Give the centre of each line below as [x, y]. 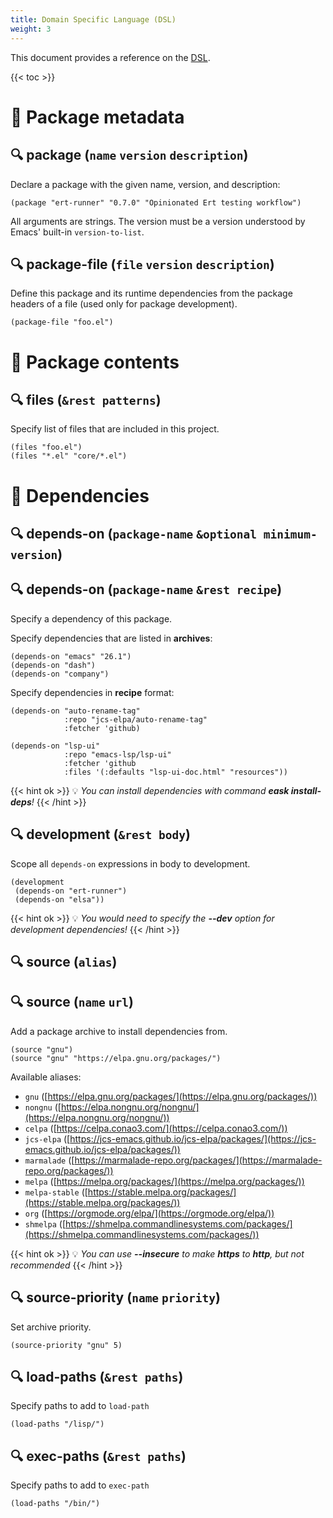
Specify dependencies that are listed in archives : [111, 638]
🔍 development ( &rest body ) [100, 834]
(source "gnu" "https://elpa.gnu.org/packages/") [116, 1058]
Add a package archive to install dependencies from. [119, 1031]
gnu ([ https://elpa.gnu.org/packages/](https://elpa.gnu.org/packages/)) [171, 1096]
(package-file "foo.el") [62, 322]
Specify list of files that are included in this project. [115, 429]
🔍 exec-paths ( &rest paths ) [98, 1456]
